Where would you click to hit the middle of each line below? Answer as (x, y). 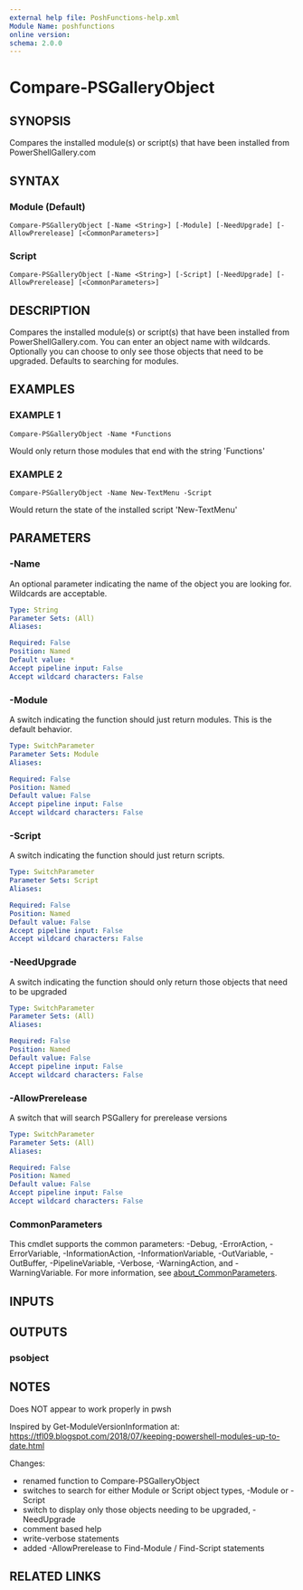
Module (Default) (47, 206)
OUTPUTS (38, 1332)
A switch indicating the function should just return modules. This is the (141, 719)
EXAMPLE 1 (35, 415)
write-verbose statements (71, 1538)
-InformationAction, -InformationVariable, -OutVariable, (166, 1253)
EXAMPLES (42, 390)
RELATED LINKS (55, 1577)
